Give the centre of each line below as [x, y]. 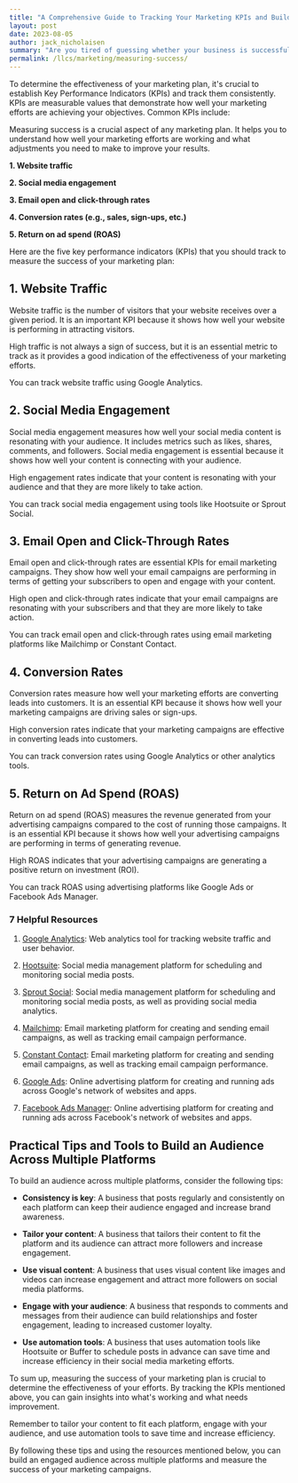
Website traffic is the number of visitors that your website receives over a [143, 310]
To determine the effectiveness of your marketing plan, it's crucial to [134, 84]
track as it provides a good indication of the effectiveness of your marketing [148, 355]
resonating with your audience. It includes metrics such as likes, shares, [141, 441]
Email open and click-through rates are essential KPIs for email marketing [143, 563]
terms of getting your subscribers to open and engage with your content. [143, 582]
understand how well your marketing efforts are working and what [130, 139]
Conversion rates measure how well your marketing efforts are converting [144, 694]
